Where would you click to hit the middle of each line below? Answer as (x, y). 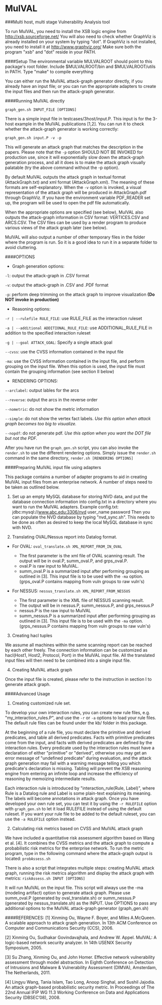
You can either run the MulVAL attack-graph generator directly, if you (74, 81)
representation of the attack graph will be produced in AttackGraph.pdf (76, 192)
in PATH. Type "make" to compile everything (49, 71)
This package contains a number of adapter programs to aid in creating (76, 477)
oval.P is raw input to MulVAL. (49, 566)
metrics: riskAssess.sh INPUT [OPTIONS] (45, 878)
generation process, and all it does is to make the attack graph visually (75, 162)
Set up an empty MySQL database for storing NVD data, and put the (80, 496)
